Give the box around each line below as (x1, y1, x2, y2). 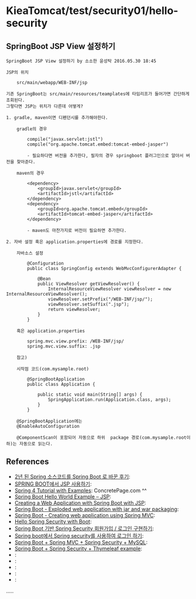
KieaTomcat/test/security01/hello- (6, 4, 178, 18)
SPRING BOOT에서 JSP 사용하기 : (14, 480, 92, 487)
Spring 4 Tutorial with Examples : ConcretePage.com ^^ (14, 487, 147, 494)
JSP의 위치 (6, 70, 29, 75)
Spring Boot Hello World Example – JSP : (14, 493, 112, 500)
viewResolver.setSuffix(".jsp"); (47, 302, 130, 307)
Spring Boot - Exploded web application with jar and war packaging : (14, 505, 179, 513)
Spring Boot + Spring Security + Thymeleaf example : (14, 545, 142, 552)
